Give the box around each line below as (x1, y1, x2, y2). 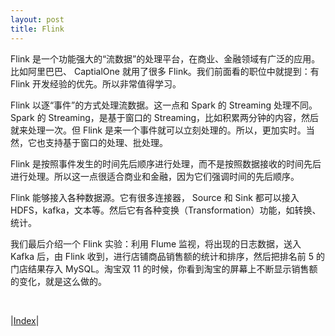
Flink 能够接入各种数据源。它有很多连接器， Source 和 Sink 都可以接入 (10, 191, 300, 203)
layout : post (10, 14, 65, 25)
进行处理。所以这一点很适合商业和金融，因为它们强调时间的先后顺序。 (10, 170, 300, 182)
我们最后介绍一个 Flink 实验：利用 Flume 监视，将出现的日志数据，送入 (10, 237, 302, 250)
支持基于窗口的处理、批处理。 (44, 136, 168, 148)
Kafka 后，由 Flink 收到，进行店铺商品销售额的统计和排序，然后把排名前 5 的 (10, 250, 325, 262)
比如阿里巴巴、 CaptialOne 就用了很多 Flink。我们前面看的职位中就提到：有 (10, 65, 320, 77)
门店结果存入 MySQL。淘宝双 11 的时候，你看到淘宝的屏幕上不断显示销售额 (10, 262, 318, 275)
